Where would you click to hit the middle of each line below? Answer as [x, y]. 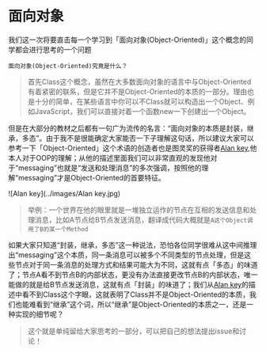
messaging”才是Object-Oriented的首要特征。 [92, 177]
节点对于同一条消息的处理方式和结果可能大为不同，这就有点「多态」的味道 [136, 264]
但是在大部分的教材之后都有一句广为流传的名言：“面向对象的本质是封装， [128, 128]
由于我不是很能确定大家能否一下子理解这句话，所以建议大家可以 [150, 138]
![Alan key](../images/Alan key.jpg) [65, 193]
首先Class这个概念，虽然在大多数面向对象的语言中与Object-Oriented [139, 82]
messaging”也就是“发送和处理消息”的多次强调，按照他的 [110, 168]
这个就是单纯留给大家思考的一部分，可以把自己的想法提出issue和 [133, 331]
